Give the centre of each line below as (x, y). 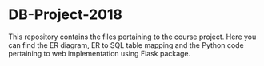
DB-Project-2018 (65, 15)
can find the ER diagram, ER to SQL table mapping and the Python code (126, 45)
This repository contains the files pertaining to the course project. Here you (132, 37)
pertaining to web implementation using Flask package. (100, 53)
